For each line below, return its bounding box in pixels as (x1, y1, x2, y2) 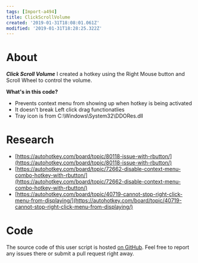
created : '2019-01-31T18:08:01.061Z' (6, 20, 100, 26)
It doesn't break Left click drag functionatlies (14, 106, 125, 113)
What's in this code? (6, 88, 58, 96)
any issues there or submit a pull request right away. (6, 250, 134, 257)
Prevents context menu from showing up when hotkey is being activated (14, 100, 192, 107)
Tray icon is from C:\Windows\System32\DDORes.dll (14, 112, 144, 119)
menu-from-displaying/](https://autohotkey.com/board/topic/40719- (14, 197, 183, 204)
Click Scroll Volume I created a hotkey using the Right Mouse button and (6, 71, 186, 78)
